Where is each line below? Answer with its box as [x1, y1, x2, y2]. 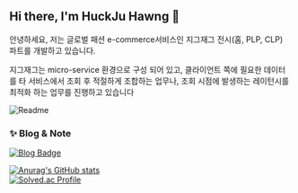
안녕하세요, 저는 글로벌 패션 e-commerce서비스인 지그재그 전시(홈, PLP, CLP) [9, 33, 284, 45]
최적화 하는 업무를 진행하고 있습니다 [9, 86, 135, 97]
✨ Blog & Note [9, 127, 72, 139]
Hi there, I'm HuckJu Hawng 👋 [9, 9, 180, 24]
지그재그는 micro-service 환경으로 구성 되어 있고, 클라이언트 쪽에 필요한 [9, 64, 262, 75]
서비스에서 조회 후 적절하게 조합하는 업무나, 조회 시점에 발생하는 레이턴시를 [28, 75, 290, 86]
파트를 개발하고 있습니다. [9, 45, 96, 56]
